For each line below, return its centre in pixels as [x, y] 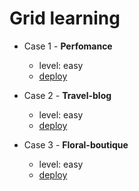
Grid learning [65, 18]
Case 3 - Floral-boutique [76, 144]
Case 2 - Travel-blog [67, 95]
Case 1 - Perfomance [68, 46]
